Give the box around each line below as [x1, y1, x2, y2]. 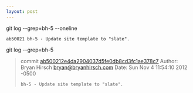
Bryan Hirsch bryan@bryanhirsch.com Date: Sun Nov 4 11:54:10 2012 [20, 64, 188, 71]
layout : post [6, 8, 38, 15]
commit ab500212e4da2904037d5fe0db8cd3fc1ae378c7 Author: [20, 57, 178, 64]
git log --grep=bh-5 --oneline [6, 25, 77, 32]
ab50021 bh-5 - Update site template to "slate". [6, 36, 130, 42]
